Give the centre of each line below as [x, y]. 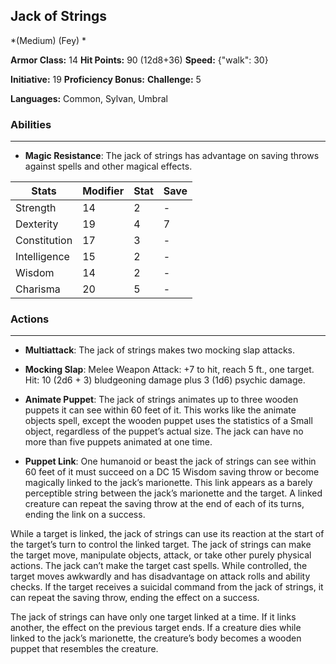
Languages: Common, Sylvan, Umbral [89, 98]
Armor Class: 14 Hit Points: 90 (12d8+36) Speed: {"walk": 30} [139, 60]
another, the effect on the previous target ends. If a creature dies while [156, 628]
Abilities [31, 124]
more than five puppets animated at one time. [118, 442]
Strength [36, 208]
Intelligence [42, 257]
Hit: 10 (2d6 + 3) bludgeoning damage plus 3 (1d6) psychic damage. [165, 380]
